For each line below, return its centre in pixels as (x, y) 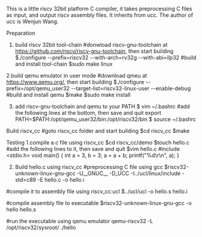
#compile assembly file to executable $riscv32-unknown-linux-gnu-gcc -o (99, 203)
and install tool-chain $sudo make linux (64, 64)
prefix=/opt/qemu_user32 (38, 88)
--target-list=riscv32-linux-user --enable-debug (131, 88)
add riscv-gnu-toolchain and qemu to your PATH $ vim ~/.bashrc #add (102, 106)
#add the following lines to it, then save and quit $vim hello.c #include (93, 149)
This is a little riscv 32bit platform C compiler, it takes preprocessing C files (99, 9)
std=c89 (25, 180)
